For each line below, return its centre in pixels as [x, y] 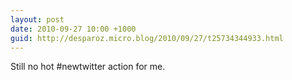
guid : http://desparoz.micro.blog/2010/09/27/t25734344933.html [147, 38]
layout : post [37, 19]
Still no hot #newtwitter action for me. [88, 67]
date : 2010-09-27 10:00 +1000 [73, 29]
